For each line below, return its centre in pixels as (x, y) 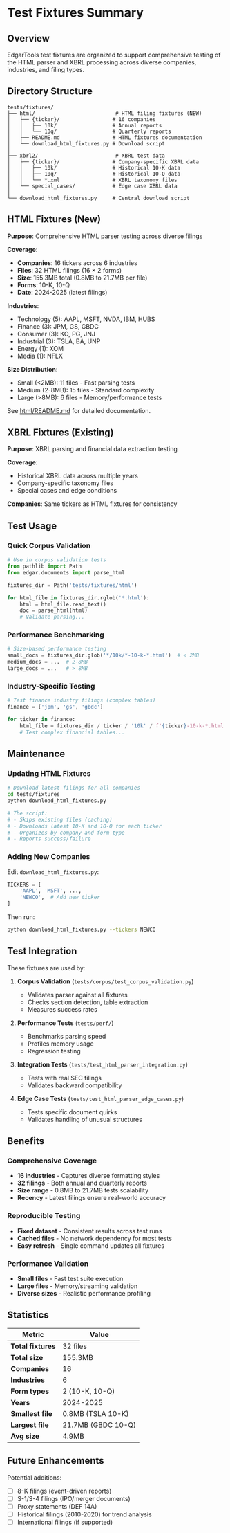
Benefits (26, 1141)
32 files (75, 1346)
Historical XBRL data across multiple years (77, 476)
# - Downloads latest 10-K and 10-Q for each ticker (85, 826)
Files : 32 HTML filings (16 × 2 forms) (69, 270)
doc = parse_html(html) (54, 610)
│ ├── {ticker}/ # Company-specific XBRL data (103, 162)
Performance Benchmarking (56, 635)
